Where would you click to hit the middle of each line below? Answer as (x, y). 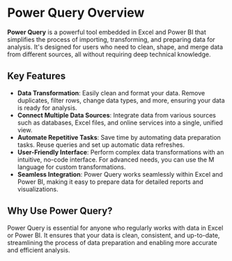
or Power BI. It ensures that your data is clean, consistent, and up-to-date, (114, 235)
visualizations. (38, 189)
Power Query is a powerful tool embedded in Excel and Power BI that (107, 32)
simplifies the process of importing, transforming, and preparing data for (111, 39)
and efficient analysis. (39, 250)
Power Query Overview (76, 13)
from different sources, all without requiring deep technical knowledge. (109, 54)
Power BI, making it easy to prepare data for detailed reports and (110, 182)
